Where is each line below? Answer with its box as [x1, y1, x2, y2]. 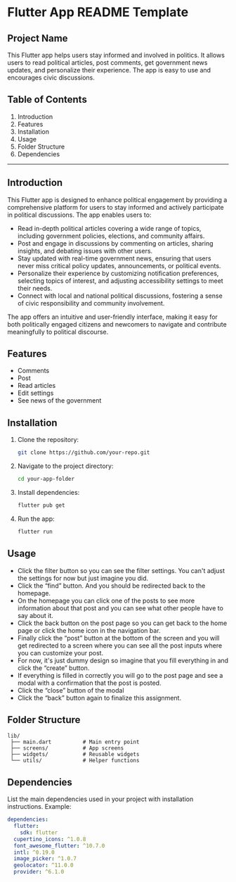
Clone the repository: [17, 436, 79, 444]
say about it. [17, 611, 54, 619]
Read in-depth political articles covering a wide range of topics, [17, 224, 202, 232]
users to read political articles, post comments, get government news [7, 58, 208, 67]
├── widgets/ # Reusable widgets [10, 751, 140, 758]
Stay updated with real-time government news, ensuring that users [17, 254, 212, 263]
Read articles [17, 382, 56, 390]
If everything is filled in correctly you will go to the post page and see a [17, 671, 223, 679]
